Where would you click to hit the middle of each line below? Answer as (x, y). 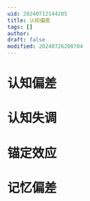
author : (19, 33)
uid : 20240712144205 (38, 14)
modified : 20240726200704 (45, 46)
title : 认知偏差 (29, 20)
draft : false (26, 40)
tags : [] (20, 27)
